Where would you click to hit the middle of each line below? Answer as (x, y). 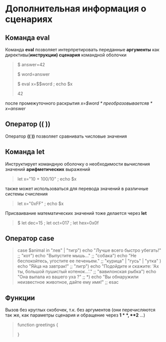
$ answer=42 (31, 65)
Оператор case (30, 239)
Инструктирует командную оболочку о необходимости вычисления (78, 164)
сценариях (29, 19)
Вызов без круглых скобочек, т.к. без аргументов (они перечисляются (80, 310)
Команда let (25, 152)
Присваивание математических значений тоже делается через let (76, 213)
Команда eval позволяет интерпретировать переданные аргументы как (83, 50)
